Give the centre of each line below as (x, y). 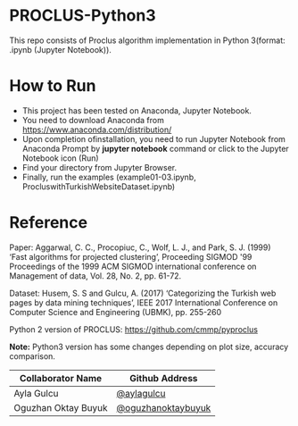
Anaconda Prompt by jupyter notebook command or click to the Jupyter (156, 148)
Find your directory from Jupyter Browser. (99, 167)
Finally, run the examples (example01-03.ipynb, (109, 177)
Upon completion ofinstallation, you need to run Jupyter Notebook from (153, 138)
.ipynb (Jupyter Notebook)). (60, 49)
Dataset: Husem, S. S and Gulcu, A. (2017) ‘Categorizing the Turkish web (143, 293)
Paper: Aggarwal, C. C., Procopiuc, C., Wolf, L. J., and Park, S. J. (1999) (140, 247)
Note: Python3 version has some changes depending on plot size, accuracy (149, 347)
